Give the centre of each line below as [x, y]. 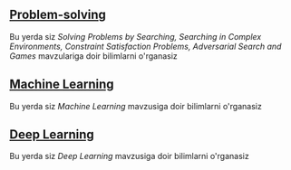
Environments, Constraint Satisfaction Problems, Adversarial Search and [145, 46]
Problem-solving [58, 15]
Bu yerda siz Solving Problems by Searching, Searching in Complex [136, 36]
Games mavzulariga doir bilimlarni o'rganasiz [94, 56]
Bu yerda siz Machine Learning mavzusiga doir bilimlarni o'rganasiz [136, 106]
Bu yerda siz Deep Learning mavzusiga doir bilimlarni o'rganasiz [129, 156]
